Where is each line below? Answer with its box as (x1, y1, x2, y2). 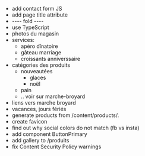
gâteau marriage (20, 49, 61, 56)
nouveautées (20, 68, 53, 74)
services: (11, 37, 34, 43)
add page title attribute (11, 11, 68, 18)
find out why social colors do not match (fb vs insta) (11, 124, 140, 131)
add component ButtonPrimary (11, 131, 87, 138)
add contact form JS (11, 5, 62, 12)
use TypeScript (11, 24, 49, 31)
